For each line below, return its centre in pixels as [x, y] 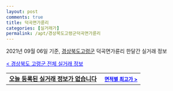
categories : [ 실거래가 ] [33, 28]
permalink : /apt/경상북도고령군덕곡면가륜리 [54, 34]
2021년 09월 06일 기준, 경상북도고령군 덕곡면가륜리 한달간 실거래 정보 [87, 51]
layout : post [22, 12]
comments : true [25, 17]
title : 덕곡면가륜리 [27, 22]
